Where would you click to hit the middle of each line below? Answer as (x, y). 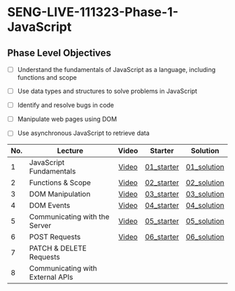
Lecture (70, 151)
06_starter (162, 237)
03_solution (205, 194)
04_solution (205, 206)
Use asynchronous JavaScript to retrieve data (84, 133)
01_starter (162, 167)
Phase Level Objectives (59, 53)
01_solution (205, 167)
